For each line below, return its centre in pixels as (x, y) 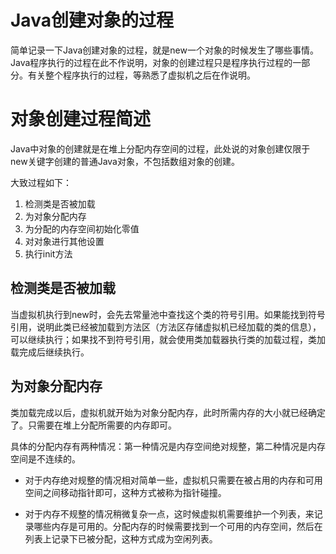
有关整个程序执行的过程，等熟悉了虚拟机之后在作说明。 (141, 75)
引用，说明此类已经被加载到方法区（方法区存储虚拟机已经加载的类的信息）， (166, 327)
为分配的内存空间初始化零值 (82, 228)
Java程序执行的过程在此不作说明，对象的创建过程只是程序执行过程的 (151, 62)
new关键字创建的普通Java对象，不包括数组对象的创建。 (125, 161)
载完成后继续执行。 (50, 352)
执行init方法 (48, 253)
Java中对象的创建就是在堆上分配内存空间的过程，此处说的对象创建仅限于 (160, 148)
